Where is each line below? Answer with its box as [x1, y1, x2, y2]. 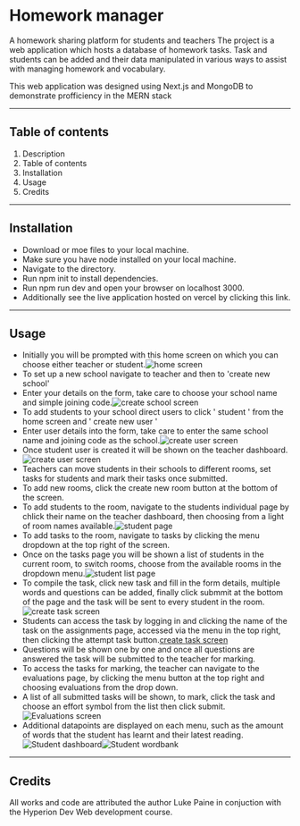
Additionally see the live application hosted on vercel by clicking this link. [21, 291, 291, 302]
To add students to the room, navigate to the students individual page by [21, 501, 290, 512]
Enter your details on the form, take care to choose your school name [21, 388, 278, 399]
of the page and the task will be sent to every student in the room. [21, 596, 265, 608]
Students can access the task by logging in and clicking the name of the [21, 616, 287, 627]
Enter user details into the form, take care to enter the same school [21, 426, 269, 436]
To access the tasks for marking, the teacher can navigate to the [21, 663, 260, 674]
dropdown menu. [21, 569, 86, 579]
